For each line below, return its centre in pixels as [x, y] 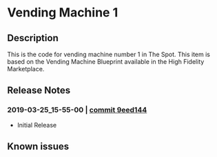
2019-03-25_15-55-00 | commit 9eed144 [77, 110]
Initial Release [37, 125]
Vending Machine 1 [63, 13]
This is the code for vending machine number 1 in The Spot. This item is [109, 54]
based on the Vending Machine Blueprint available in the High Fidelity [106, 62]
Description [33, 38]
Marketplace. [26, 69]
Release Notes [39, 90]
